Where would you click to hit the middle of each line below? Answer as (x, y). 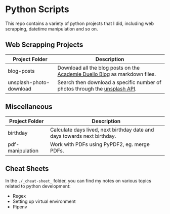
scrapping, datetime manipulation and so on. (52, 28)
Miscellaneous (29, 107)
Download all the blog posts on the (99, 68)
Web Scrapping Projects (44, 45)
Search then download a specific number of (110, 82)
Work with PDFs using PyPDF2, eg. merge (100, 144)
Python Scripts (37, 9)
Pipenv (20, 207)
